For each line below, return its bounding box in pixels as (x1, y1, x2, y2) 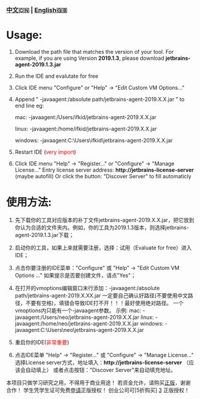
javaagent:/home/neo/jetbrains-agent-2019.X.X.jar (14, 319, 139, 327)
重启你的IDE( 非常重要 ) (14, 339, 70, 346)
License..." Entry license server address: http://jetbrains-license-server (14, 166, 194, 173)
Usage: (6, 29, 43, 42)
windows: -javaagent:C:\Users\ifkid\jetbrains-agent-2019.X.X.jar (14, 136, 173, 144)
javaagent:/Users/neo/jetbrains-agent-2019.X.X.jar (14, 313, 140, 321)
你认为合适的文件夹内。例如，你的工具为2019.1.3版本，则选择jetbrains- (14, 224, 189, 231)
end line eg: (14, 102, 44, 109)
